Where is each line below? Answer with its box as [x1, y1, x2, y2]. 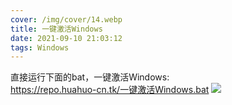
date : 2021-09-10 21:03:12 [10, 33, 123, 43]
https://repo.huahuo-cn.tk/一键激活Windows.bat [10, 84, 210, 96]
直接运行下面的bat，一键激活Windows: [10, 71, 170, 83]
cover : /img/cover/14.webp [10, 14, 123, 25]
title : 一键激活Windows [10, 24, 103, 34]
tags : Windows [10, 42, 70, 53]
